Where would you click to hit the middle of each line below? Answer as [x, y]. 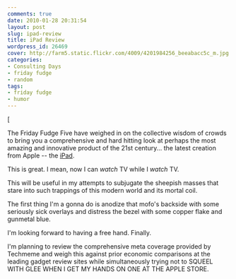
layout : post [26, 27]
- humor [19, 100]
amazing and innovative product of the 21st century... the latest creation [112, 148]
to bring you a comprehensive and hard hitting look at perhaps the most [112, 141]
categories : [25, 60]
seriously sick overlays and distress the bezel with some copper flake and [115, 212]
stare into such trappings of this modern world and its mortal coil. [102, 190]
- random [20, 79]
